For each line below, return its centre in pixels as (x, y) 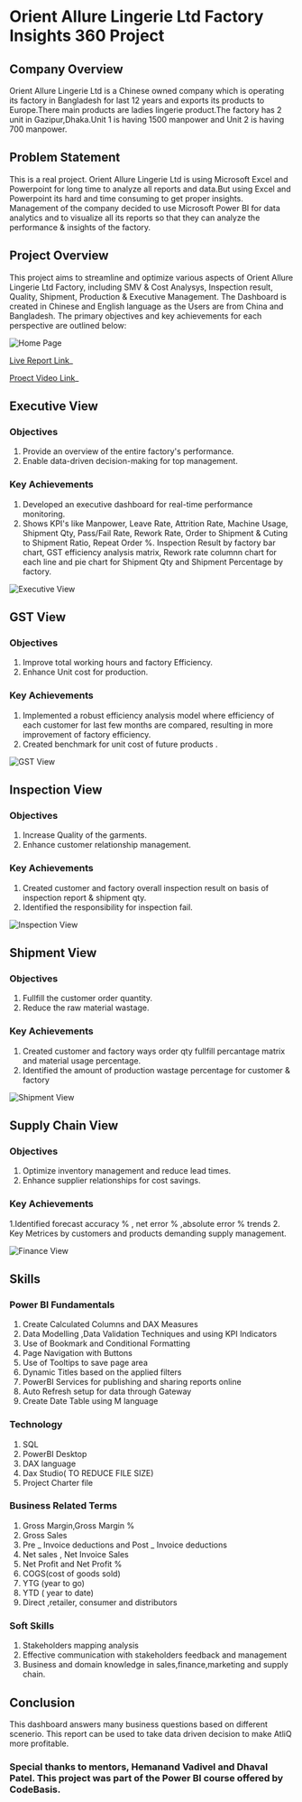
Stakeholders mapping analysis (81, 1646)
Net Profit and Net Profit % (72, 1564)
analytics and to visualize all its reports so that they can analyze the (135, 218)
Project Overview (59, 256)
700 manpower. (38, 129)
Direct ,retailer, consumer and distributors (100, 1602)
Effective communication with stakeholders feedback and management (155, 1655)
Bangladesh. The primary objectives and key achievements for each (136, 316)
